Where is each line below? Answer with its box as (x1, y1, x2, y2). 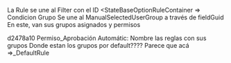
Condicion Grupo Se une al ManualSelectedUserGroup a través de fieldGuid (7, 13, 224, 21)
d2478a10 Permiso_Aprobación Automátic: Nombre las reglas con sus (7, 34, 207, 42)
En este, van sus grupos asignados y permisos (7, 21, 141, 28)
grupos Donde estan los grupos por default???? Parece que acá (7, 42, 189, 49)
